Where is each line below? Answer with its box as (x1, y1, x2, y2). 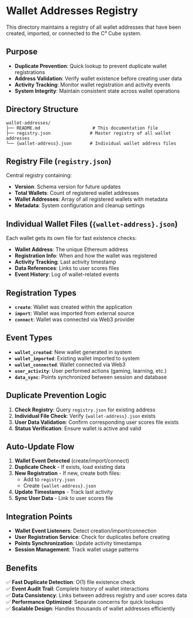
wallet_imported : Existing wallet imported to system (14, 354, 140, 362)
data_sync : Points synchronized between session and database (14, 373, 167, 380)
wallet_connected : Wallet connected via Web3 (14, 361, 126, 368)
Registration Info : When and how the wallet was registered (14, 252, 157, 259)
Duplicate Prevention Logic (6, 390, 107, 400)
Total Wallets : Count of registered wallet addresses (14, 190, 139, 197)
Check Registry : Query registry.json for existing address (14, 406, 156, 413)
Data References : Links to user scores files (14, 265, 119, 272)
